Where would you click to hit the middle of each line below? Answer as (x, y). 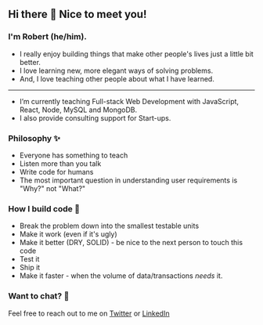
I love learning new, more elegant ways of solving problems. (116, 70)
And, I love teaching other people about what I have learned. (117, 78)
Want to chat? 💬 (39, 296)
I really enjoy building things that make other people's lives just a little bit (137, 54)
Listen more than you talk (60, 163)
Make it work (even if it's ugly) (68, 234)
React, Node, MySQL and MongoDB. (78, 110)
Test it (29, 259)
